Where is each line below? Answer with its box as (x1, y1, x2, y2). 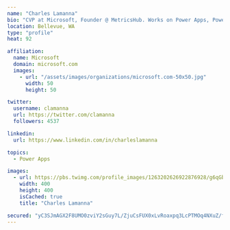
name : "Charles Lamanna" (7, 10, 78, 17)
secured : (7, 212, 32, 219)
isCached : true (19, 193, 63, 200)
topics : (7, 149, 29, 156)
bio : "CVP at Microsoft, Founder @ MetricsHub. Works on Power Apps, (7, 16, 210, 23)
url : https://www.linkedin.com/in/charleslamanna (13, 137, 157, 143)
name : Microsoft (13, 54, 60, 62)
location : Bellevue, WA (7, 23, 75, 30)
